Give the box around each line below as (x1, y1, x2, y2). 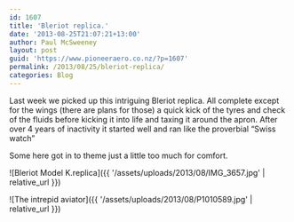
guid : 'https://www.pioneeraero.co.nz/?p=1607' (9, 54, 189, 63)
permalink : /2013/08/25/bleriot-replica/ (9, 63, 165, 72)
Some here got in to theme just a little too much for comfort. (9, 150, 228, 161)
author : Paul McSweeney (9, 37, 98, 47)
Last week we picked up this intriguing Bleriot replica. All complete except (9, 95, 280, 106)
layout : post (9, 46, 58, 55)
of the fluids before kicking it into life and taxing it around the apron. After (9, 114, 278, 124)
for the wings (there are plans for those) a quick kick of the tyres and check (9, 104, 286, 115)
